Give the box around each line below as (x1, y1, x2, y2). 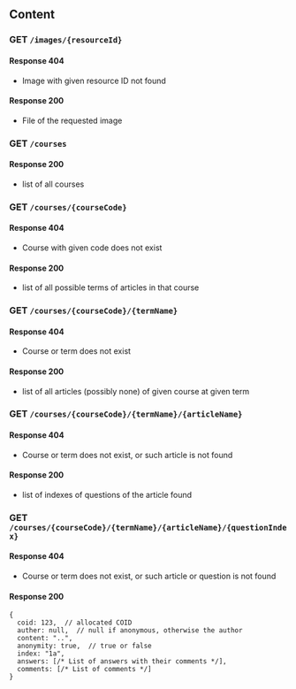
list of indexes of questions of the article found (21, 489, 193, 500)
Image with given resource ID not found (21, 75, 166, 86)
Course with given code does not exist (21, 242, 163, 253)
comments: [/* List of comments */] (17, 665, 152, 674)
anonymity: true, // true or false (17, 641, 152, 651)
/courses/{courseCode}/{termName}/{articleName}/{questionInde (9, 522, 287, 532)
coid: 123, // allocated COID (17, 618, 133, 627)
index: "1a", (17, 649, 65, 658)
